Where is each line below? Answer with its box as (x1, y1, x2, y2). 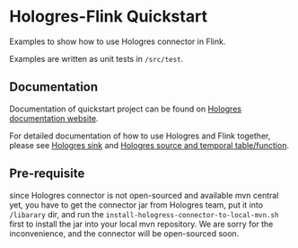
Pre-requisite (9, 166, 85, 182)
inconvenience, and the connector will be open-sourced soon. (9, 227, 240, 239)
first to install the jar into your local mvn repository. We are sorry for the (9, 218, 274, 229)
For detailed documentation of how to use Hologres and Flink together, (9, 130, 271, 141)
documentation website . (9, 112, 99, 123)
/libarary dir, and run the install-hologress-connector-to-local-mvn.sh (9, 208, 279, 219)
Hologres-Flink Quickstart (9, 6, 208, 27)
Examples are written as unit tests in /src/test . (9, 53, 184, 64)
